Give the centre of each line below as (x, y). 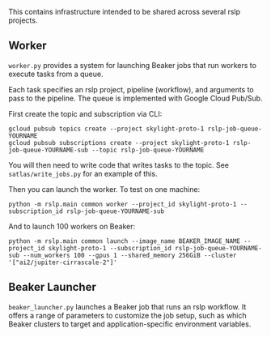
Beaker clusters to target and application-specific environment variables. (130, 324)
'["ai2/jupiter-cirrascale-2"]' (63, 262)
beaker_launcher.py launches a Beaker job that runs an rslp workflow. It (127, 306)
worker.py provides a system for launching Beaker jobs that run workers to (133, 65)
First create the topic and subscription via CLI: (85, 113)
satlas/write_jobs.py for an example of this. (83, 173)
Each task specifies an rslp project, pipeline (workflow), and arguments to (131, 89)
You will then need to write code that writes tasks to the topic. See (119, 164)
